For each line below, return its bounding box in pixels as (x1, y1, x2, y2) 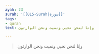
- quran (5, 21, 21, 26)
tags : (5, 16, 16, 21)
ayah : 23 (5, 7, 23, 12)
